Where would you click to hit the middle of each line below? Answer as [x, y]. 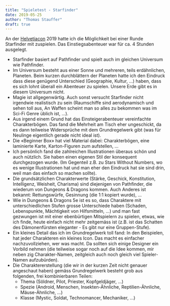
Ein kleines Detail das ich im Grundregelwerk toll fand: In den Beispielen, [88, 233]
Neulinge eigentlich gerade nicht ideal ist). [57, 135]
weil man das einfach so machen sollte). [55, 173]
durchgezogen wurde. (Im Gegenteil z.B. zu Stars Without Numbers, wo [88, 162]
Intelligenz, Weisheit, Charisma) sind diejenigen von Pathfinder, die [82, 184]
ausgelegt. [16, 49]
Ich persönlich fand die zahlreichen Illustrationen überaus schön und [84, 151]
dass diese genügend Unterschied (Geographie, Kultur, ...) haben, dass [87, 81]
